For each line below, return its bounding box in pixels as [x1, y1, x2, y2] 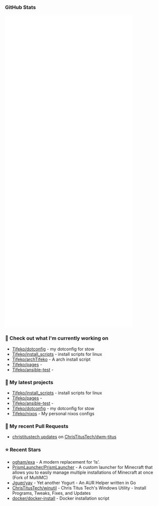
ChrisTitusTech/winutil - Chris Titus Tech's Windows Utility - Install [12, 485, 146, 491]
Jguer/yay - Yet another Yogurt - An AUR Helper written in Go [12, 480, 136, 486]
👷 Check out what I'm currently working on [5, 335, 109, 342]
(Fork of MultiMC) [12, 475, 48, 481]
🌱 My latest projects [5, 379, 54, 386]
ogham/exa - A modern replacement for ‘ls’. [12, 459, 100, 465]
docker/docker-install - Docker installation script [12, 495, 110, 501]
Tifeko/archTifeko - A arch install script [12, 356, 91, 362]
